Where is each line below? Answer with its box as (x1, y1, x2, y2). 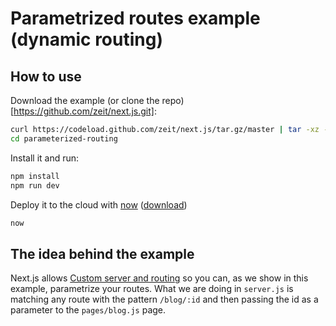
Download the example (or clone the (10, 95, 160, 106)
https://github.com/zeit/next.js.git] (13, 105, 155, 117)
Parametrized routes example (10, 7, 261, 30)
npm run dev (10, 180, 60, 191)
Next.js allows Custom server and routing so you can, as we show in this (10, 272, 309, 284)
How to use (10, 68, 82, 85)
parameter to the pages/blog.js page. (10, 304, 167, 316)
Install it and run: (10, 152, 80, 164)
